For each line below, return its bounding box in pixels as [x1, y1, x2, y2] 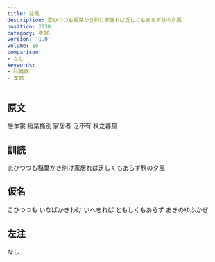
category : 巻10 [7, 29, 50, 37]
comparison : [7, 49, 42, 56]
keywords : [7, 62, 36, 69]
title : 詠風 [7, 10, 40, 17]
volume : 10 [7, 42, 39, 49]
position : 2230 [7, 23, 51, 30]
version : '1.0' [7, 36, 51, 43]
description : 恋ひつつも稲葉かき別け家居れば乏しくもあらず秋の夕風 [7, 17, 182, 24]
